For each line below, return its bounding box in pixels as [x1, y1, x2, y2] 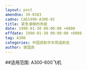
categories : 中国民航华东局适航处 [5, 40, 70, 45]
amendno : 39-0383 [5, 12, 42, 17]
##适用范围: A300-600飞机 [5, 59, 62, 65]
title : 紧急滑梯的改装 [5, 21, 48, 27]
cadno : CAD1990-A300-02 [5, 17, 55, 22]
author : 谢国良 [5, 45, 35, 50]
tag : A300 [5, 36, 26, 41]
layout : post [5, 7, 33, 13]
